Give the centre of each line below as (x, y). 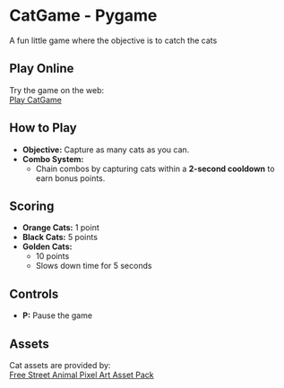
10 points (52, 256)
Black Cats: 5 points (60, 237)
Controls (34, 293)
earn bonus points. (70, 178)
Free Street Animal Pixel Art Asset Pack (82, 375)
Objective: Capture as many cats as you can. (106, 150)
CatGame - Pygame (83, 16)
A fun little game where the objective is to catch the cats (113, 40)
